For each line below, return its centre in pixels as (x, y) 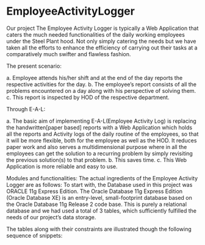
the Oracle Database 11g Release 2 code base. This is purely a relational (97, 204)
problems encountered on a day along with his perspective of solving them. (101, 90)
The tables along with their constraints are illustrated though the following (99, 229)
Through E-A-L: (26, 109)
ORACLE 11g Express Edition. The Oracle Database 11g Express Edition (95, 191)
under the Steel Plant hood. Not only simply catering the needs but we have (101, 41)
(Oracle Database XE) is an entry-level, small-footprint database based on (99, 197)
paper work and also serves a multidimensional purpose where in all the (97, 147)
